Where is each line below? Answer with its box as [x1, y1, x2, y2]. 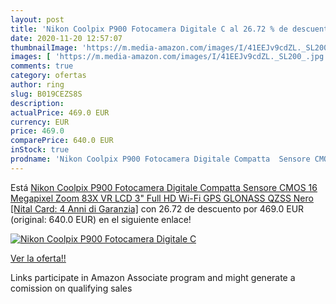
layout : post [10, 14, 65, 25]
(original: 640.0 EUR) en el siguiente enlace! [10, 213, 192, 225]
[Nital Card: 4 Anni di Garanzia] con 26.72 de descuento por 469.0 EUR [10, 202, 305, 215]
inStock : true [10, 145, 70, 155]
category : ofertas [10, 71, 87, 81]
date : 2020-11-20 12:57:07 [10, 33, 123, 43]
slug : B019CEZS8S [10, 89, 83, 99]
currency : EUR [10, 117, 70, 127]
